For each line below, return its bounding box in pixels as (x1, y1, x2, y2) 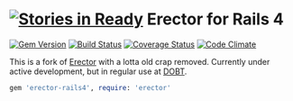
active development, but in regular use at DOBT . (9, 66, 188, 77)
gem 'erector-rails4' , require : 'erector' (9, 83, 171, 92)
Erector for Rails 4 (146, 9, 284, 30)
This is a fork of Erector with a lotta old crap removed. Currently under (9, 56, 270, 67)
